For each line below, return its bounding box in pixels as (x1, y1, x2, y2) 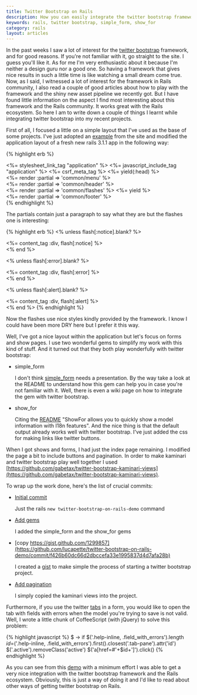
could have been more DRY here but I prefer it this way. (6, 321, 140, 329)
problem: (6, 622, 28, 629)
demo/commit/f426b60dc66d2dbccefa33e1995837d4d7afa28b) (14, 552, 171, 559)
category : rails (6, 25, 46, 31)
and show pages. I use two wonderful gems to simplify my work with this (6, 339, 182, 347)
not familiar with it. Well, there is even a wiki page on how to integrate (14, 387, 183, 394)
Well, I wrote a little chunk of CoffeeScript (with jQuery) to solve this (6, 616, 170, 623)
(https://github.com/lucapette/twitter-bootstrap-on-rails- (14, 546, 152, 553)
